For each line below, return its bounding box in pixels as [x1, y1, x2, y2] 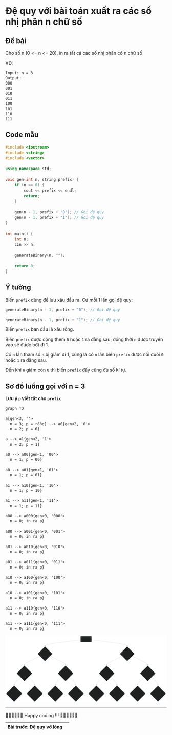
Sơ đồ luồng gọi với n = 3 [5, 382, 85, 390]
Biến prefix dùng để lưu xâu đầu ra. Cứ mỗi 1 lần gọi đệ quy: [5, 297, 133, 303]
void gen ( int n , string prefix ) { [5, 177, 79, 182]
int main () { [5, 231, 33, 236]
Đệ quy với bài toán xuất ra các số [5, 5, 152, 17]
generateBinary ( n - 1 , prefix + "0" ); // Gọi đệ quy [5, 307, 120, 312]
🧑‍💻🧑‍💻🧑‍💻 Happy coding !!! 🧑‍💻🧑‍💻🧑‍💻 [5, 712, 78, 719]
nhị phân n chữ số [5, 16, 83, 28]
